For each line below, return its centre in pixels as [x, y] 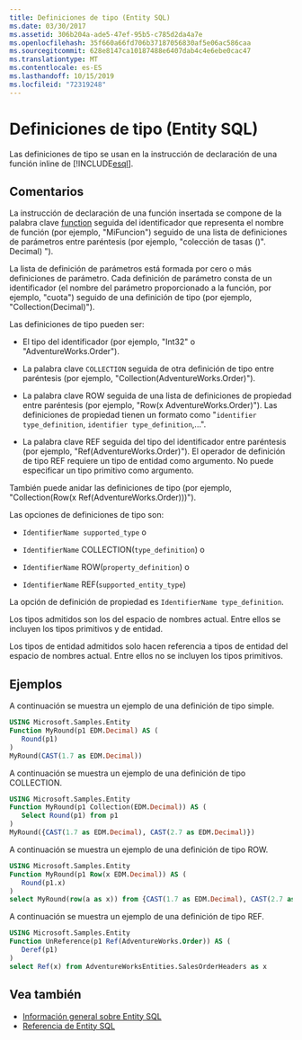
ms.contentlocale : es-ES [56, 68]
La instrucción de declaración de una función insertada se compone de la [146, 213]
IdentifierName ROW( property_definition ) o [106, 567]
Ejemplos [36, 684]
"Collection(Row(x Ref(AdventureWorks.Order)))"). [103, 498]
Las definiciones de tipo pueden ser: [77, 324]
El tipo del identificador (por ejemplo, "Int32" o [109, 342]
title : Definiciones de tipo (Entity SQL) [90, 18]
